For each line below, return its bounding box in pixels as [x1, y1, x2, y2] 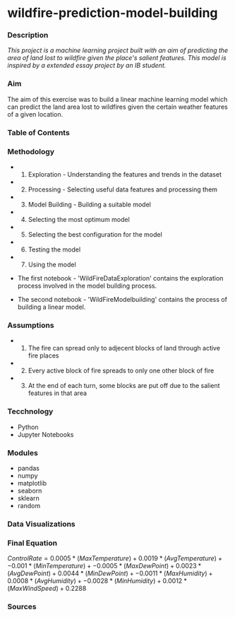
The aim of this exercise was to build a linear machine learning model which [7, 95, 228, 103]
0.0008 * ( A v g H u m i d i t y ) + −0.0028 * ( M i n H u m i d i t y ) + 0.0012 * [7, 577, 187, 585]
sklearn [17, 493, 40, 503]
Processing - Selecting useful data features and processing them [28, 185, 217, 194]
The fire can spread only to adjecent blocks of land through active [28, 344, 221, 353]
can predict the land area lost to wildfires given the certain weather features [7, 102, 228, 111]
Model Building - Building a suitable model [28, 200, 152, 208]
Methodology [7, 146, 55, 156]
